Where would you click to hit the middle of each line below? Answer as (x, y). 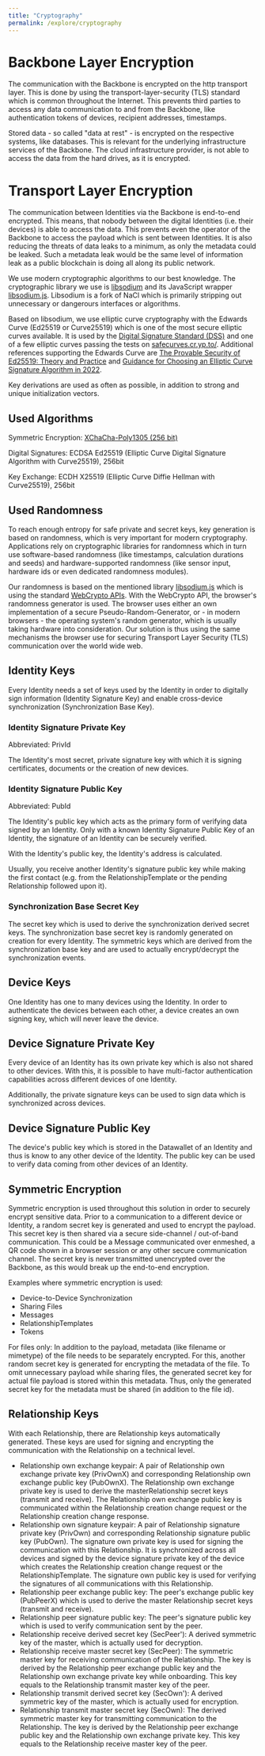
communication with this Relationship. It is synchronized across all (127, 1550)
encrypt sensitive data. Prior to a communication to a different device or (125, 1216)
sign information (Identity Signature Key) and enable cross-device (115, 698)
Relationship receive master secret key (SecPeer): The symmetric (126, 1650)
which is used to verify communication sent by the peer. (111, 1625)
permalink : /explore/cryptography (65, 23)
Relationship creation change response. (84, 1516)
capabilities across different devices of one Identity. (93, 1079)
